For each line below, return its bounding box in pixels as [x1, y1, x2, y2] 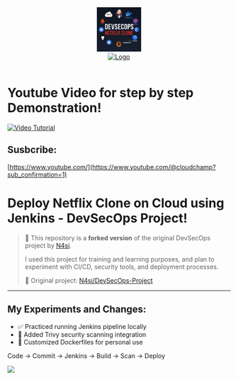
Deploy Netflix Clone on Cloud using [7, 195, 225, 211]
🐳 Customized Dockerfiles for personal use [17, 337, 143, 346]
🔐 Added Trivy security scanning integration [17, 330, 147, 339]
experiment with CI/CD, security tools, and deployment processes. [24, 262, 219, 271]
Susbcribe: [7, 144, 57, 156]
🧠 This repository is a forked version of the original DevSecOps [24, 233, 211, 242]
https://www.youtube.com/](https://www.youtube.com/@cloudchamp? [9, 162, 216, 171]
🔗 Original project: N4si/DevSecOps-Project [24, 276, 153, 284]
